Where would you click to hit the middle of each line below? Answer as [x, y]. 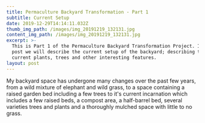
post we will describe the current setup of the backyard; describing [103, 52]
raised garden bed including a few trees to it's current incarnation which [97, 94]
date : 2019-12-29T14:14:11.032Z [47, 23]
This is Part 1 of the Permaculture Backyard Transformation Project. [103, 47]
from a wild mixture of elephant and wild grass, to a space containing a [95, 87]
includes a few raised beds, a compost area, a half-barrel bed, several [94, 100]
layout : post [23, 63]
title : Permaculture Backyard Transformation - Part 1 [77, 12]
